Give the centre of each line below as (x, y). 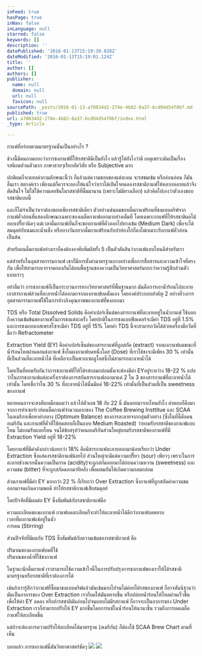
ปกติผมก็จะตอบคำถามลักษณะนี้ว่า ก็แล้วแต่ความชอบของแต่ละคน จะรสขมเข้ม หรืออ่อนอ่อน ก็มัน (100, 177)
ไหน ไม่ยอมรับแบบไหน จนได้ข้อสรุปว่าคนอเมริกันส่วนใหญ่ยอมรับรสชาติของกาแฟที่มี (89, 430)
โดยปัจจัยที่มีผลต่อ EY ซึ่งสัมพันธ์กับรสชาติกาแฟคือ (57, 500)
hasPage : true (25, 18)
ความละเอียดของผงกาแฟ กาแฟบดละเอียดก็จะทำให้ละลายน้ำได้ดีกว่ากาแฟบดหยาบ (86, 512)
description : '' (27, 46)
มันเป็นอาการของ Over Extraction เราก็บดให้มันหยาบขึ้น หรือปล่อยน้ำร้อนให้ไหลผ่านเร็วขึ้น (98, 594)
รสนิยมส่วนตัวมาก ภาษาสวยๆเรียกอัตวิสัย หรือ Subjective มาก (70, 165)
